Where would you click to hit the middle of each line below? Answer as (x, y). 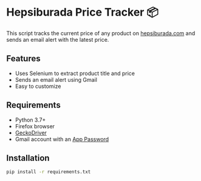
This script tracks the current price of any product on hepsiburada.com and (101, 33)
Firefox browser (35, 126)
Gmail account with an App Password (62, 139)
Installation (28, 158)
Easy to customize (38, 86)
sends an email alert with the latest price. (58, 39)
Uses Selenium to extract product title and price (75, 73)
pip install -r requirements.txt (49, 172)
